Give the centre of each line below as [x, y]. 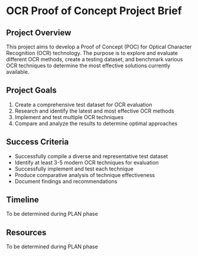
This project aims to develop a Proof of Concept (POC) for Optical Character [99, 47]
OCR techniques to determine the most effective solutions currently [88, 65]
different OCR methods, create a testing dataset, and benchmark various [95, 59]
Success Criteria [38, 142]
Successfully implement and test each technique [74, 169]
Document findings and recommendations [66, 181]
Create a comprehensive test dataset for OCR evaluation [83, 104]
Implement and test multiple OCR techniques [69, 117]
